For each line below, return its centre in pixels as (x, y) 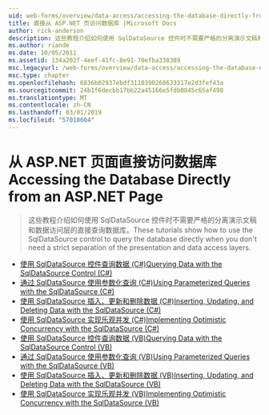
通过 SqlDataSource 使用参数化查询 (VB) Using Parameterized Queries (135, 357)
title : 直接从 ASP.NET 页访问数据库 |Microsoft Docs (93, 23)
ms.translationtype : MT (48, 98)
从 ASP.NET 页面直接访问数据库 (112, 162)
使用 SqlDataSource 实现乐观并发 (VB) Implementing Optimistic (123, 393)
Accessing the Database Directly (120, 180)
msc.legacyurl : (34, 68)
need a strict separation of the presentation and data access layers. (139, 247)
